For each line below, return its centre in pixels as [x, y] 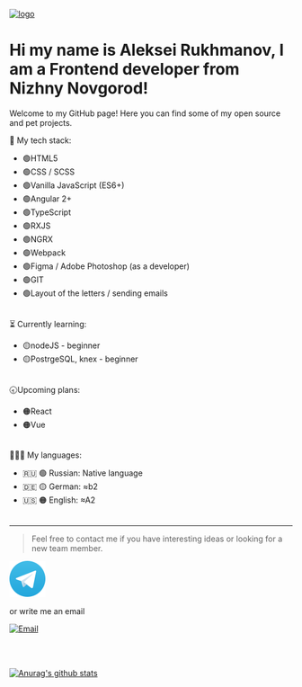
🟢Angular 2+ [47, 199]
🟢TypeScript [47, 212]
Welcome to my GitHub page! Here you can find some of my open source [145, 113]
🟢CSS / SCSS [49, 172]
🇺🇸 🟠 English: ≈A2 [59, 500]
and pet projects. [41, 122]
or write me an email [47, 611]
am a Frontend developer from [124, 70]
